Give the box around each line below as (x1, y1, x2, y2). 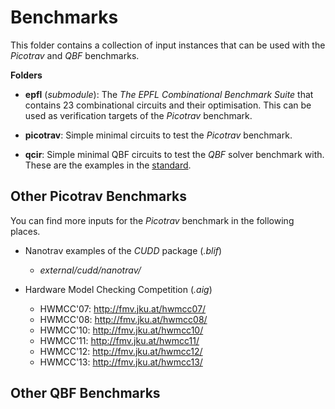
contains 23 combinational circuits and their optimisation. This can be (24, 99, 312, 111)
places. (10, 225, 41, 237)
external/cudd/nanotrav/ (39, 264, 142, 276)
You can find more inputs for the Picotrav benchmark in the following (10, 214, 295, 226)
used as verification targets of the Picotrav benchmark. (24, 109, 253, 121)
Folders (10, 69, 43, 81)
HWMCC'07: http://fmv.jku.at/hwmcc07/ (39, 302, 207, 315)
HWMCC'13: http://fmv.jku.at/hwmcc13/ (39, 356, 203, 368)
